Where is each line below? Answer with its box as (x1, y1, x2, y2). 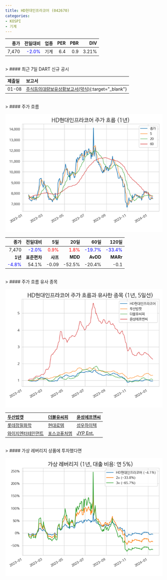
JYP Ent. (76, 430, 94, 436)
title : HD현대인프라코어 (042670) (5, 8, 70, 13)
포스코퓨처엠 (47, 430, 72, 436)
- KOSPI (5, 19, 21, 24)
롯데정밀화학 (7, 422, 32, 428)
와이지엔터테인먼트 (7, 430, 44, 436)
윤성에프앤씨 (76, 414, 101, 420)
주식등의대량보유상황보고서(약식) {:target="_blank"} (25, 86, 127, 92)
